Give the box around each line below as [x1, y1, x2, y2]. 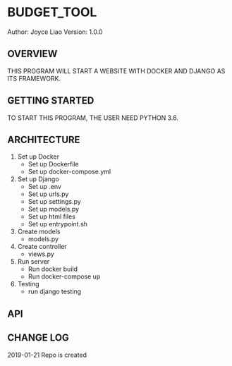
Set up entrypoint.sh [28, 220, 88, 228]
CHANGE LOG [7, 332, 69, 344]
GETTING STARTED [7, 94, 94, 106]
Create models [17, 227, 61, 236]
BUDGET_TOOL [7, 4, 97, 20]
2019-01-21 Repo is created [7, 350, 87, 359]
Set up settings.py [28, 197, 81, 206]
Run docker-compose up [28, 272, 101, 281]
